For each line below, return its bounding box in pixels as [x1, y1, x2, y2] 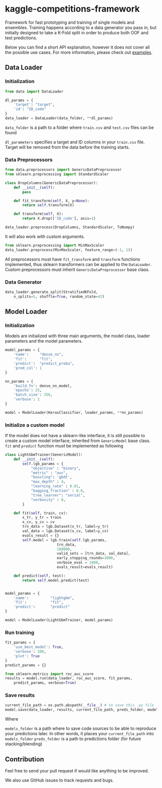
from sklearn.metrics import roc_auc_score [5, 671, 94, 677]
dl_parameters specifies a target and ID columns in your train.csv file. [5, 139, 145, 145]
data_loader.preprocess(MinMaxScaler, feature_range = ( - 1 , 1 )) [5, 247, 133, 252]
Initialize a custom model [5, 422, 65, 428]
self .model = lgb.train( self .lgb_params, [22, 537, 107, 542]
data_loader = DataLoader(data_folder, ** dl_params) [5, 116, 113, 121]
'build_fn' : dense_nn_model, [13, 383, 72, 388]
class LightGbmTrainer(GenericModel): [5, 452, 83, 457]
